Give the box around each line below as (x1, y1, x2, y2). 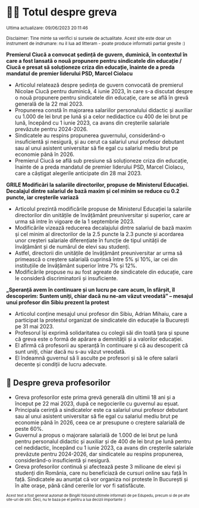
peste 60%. (14, 425, 43, 432)
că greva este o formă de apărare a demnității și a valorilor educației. (14, 335, 183, 342)
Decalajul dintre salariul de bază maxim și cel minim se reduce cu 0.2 (6, 187, 180, 195)
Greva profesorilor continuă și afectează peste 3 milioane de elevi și (14, 463, 181, 470)
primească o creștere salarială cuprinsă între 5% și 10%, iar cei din (14, 255, 178, 263)
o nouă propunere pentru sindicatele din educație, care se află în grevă (14, 94, 189, 101)
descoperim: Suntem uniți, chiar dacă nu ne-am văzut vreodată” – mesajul (6, 292, 193, 299)
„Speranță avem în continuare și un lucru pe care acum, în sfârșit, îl (6, 286, 175, 293)
